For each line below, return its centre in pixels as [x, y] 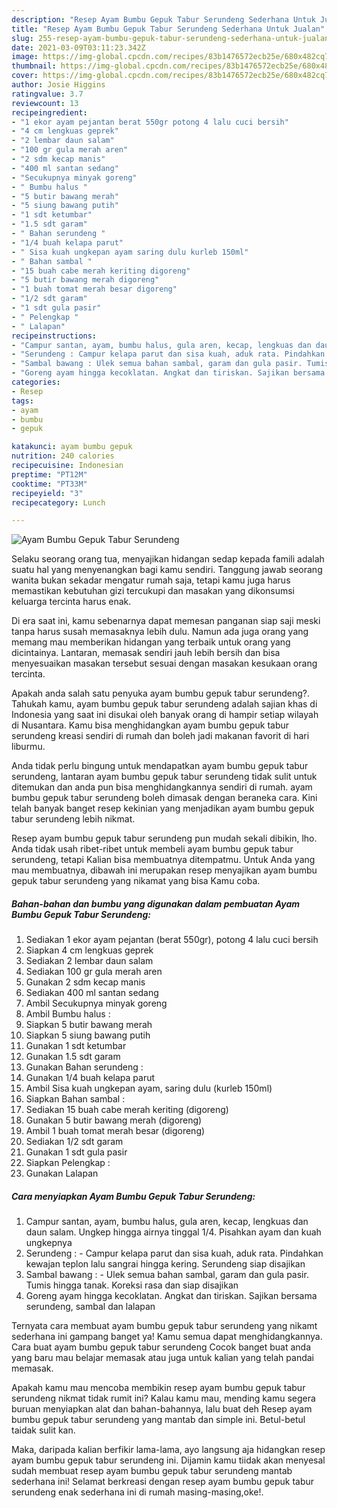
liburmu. [28, 747]
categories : [36, 382]
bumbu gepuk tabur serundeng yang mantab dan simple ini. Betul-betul [158, 1420]
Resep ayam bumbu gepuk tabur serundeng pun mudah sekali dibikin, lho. [164, 838]
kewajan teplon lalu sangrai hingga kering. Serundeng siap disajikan [165, 1264]
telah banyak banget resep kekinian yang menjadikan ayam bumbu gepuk [163, 808]
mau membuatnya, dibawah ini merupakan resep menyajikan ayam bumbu [164, 870]
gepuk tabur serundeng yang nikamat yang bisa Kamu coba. [136, 881]
